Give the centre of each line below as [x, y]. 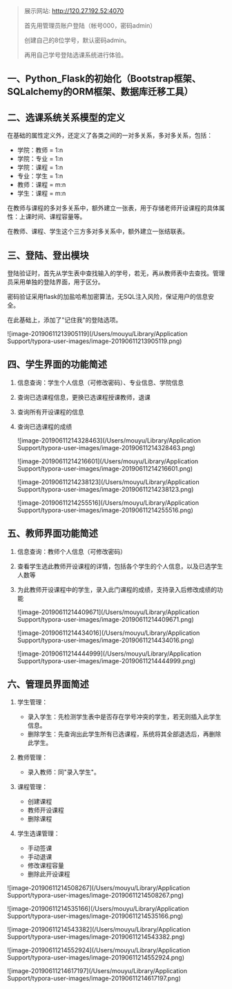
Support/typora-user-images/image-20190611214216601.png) [105, 468]
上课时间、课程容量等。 [52, 216]
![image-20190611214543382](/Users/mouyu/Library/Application [99, 930]
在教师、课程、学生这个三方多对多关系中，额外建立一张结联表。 [98, 232]
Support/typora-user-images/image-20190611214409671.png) [106, 619]
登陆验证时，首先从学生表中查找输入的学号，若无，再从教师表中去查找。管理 [116, 273]
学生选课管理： [38, 833]
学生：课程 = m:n [41, 194]
